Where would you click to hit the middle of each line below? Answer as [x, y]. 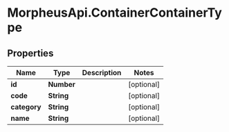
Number [62, 84]
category [26, 107]
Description [102, 73]
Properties [30, 53]
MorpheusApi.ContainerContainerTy [115, 13]
